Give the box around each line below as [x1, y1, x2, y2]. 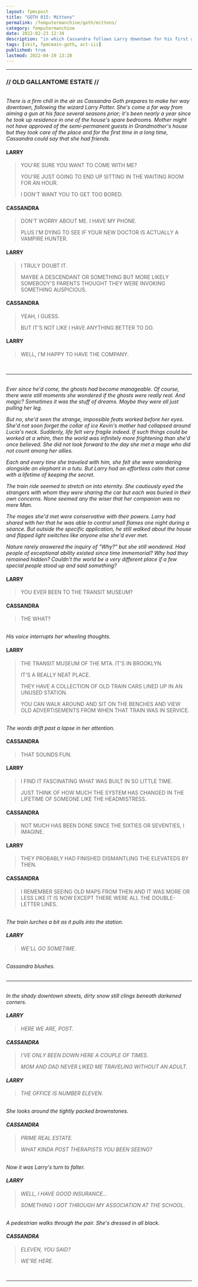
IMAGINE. [20, 828, 44, 836]
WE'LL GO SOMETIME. [20, 945, 77, 952]
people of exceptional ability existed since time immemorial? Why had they [6, 549, 189, 556]
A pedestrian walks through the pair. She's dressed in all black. [6, 1219, 160, 1226]
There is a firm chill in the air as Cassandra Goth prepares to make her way [6, 97, 190, 104]
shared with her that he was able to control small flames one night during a [6, 519, 190, 526]
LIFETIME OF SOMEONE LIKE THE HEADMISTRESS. [20, 795, 147, 802]
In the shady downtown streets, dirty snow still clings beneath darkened [6, 992, 181, 999]
